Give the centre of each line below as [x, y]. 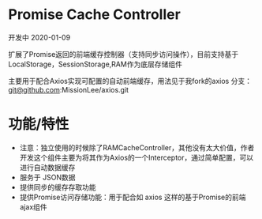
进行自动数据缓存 [47, 167]
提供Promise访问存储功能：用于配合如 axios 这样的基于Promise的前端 [133, 197]
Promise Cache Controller [95, 15]
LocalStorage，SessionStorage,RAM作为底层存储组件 [95, 64]
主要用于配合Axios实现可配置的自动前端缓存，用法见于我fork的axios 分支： [130, 81]
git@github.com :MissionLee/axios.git [68, 89]
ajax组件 [33, 206]
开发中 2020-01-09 [39, 37]
